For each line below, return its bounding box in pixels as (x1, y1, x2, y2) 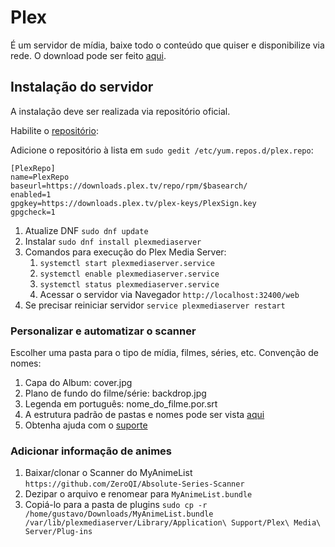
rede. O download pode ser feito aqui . (10, 49, 167, 61)
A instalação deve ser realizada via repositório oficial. (10, 105, 231, 117)
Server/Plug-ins (24, 527, 93, 537)
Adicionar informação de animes (10, 444, 172, 458)
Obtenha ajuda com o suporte (24, 419, 148, 431)
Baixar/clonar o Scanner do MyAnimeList (24, 467, 193, 479)
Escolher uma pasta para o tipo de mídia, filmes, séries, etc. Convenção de (10, 347, 319, 359)
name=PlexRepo (10, 172, 70, 182)
